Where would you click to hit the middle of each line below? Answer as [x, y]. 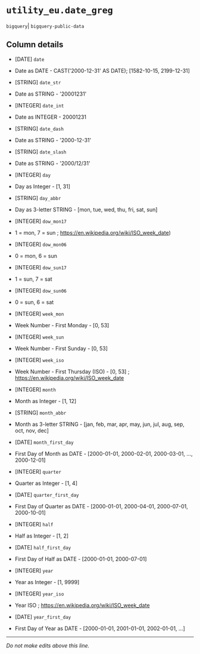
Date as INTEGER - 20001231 [51, 117]
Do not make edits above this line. [48, 645]
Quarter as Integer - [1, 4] [46, 483]
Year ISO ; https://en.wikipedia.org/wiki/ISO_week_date [82, 605]
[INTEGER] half [34, 524]
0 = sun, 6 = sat [34, 302]
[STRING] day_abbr [38, 198]
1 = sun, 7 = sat [33, 279]
